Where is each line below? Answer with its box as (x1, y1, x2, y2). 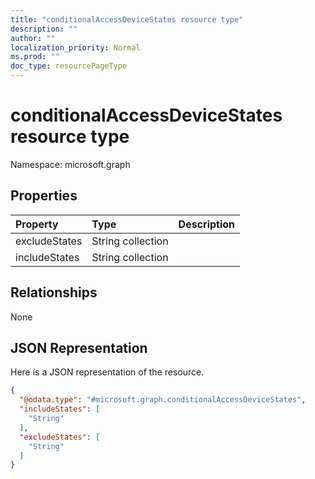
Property (15, 217, 59, 231)
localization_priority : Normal (10, 42, 141, 53)
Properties (10, 187, 78, 205)
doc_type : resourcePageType (10, 61, 128, 71)
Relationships (10, 284, 98, 301)
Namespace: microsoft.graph (10, 158, 131, 170)
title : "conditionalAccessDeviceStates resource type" (10, 14, 244, 25)
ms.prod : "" (10, 52, 60, 62)
